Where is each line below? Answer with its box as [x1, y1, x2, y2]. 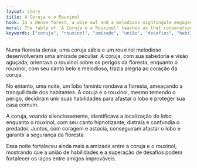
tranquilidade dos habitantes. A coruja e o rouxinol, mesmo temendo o [6, 89, 176, 96]
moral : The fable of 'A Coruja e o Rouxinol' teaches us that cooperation [6, 25, 193, 31]
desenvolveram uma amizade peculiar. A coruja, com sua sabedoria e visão [6, 53, 189, 60]
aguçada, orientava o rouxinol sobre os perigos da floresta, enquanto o [6, 59, 178, 66]
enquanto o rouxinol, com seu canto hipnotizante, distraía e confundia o [6, 119, 180, 126]
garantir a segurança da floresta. [6, 131, 86, 138]
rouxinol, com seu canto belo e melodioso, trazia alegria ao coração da [6, 65, 178, 72]
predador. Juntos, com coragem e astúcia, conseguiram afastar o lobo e [6, 125, 181, 132]
